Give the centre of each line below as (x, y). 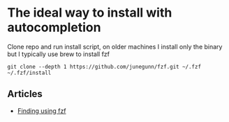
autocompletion (54, 27)
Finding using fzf (42, 111)
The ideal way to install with (90, 13)
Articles (25, 94)
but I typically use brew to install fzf (59, 54)
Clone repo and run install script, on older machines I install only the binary (115, 46)
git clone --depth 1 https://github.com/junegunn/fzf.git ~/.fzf (104, 67)
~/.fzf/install (29, 73)
